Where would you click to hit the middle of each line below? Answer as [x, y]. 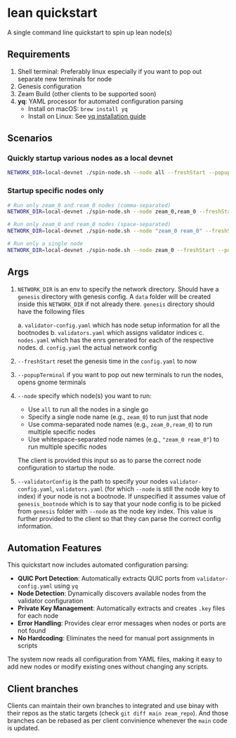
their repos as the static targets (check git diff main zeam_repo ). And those [118, 713]
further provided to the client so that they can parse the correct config [119, 518]
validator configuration [50, 601]
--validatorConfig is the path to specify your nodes [93, 481]
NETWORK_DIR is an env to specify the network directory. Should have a [118, 289]
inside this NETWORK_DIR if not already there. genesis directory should [116, 304]
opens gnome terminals [52, 382]
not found [32, 631]
